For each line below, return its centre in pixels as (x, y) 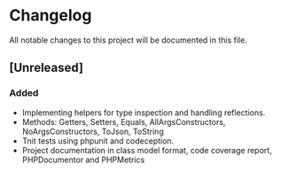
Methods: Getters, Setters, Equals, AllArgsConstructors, (124, 121)
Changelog (51, 16)
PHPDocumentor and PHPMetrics (83, 160)
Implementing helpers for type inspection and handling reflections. (144, 113)
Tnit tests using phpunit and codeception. (98, 141)
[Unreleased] (47, 68)
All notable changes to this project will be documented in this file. (129, 40)
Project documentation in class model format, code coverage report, (147, 150)
